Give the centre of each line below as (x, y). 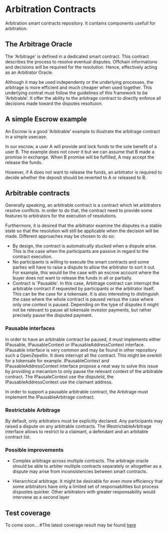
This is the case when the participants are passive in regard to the (80, 251)
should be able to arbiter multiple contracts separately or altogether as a (87, 466)
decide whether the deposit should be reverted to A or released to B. (76, 177)
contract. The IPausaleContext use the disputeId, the (59, 376)
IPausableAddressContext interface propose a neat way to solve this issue (82, 366)
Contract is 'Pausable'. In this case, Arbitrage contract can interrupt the (86, 283)
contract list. (18, 437)
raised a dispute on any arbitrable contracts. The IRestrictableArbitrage (78, 426)
